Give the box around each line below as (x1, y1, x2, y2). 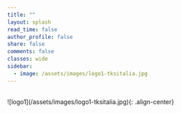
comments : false (7, 48, 54, 55)
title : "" (7, 11, 36, 18)
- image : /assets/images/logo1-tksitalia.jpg (13, 70, 148, 77)
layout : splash (7, 18, 52, 26)
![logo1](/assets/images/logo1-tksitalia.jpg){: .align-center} (7, 98, 175, 106)
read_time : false (7, 26, 58, 33)
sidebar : (7, 63, 33, 70)
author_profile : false (7, 33, 73, 40)
